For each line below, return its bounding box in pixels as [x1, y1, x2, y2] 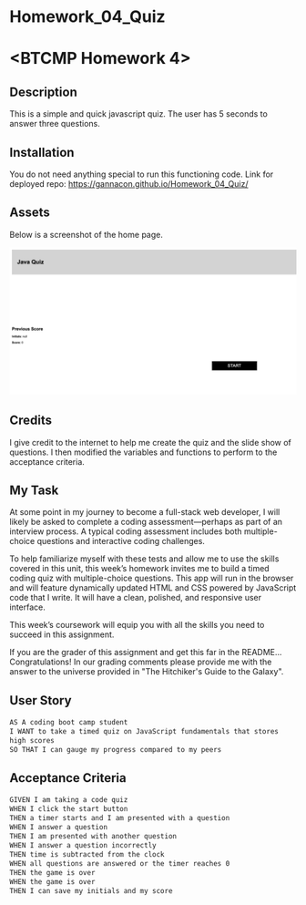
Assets [9, 205, 50, 221]
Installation [9, 144, 75, 160]
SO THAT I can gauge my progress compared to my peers [9, 746, 222, 755]
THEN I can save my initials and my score [9, 886, 173, 895]
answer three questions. [9, 118, 100, 129]
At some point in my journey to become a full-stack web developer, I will [9, 507, 280, 518]
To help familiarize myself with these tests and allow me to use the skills [9, 553, 280, 564]
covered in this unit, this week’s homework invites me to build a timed [9, 563, 270, 574]
